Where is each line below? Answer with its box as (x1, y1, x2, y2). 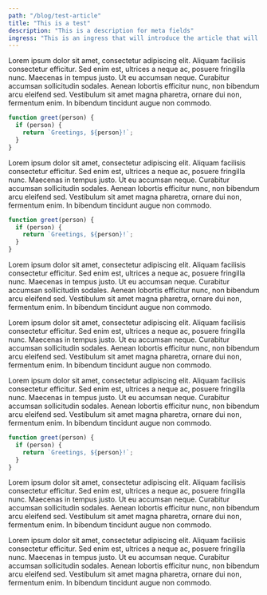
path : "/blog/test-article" (8, 11, 102, 20)
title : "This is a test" (8, 19, 91, 27)
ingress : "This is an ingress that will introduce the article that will (8, 34, 259, 42)
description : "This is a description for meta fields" (8, 26, 194, 34)
